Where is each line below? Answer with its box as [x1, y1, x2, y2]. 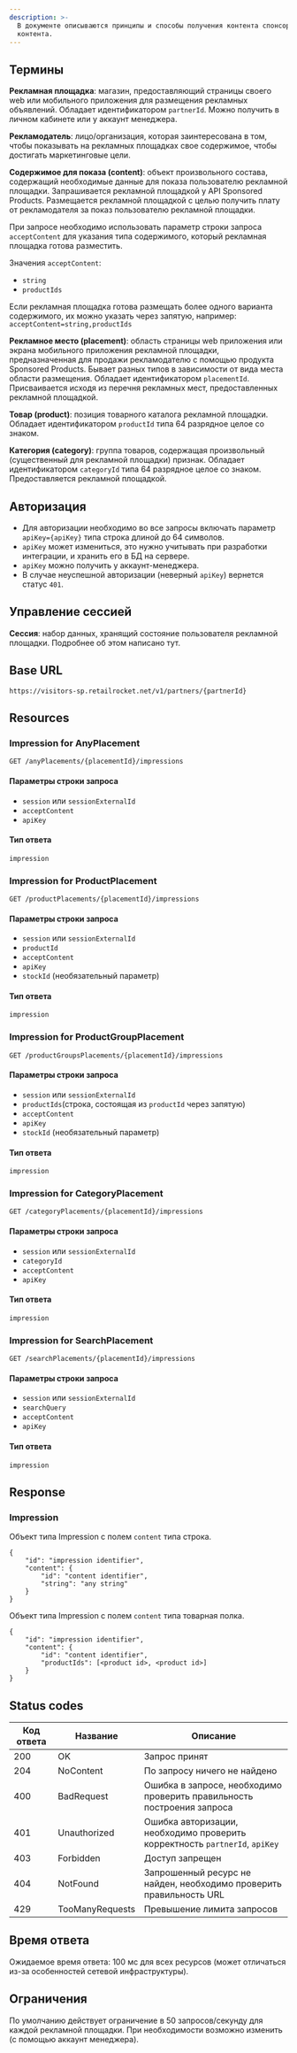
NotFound [57, 1878, 100, 1890]
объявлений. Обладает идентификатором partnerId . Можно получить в [9, 104, 280, 115]
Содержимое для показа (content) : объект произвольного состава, [9, 167, 268, 178]
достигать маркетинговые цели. [9, 150, 131, 160]
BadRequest [57, 1790, 109, 1803]
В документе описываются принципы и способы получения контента [17, 21, 259, 30]
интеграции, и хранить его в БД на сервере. [21, 550, 190, 561]
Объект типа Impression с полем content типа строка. [9, 1532, 212, 1542]
